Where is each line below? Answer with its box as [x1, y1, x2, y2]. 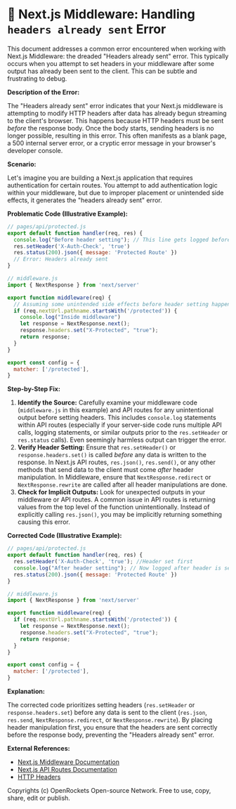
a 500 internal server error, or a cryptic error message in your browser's [7, 138, 216, 147]
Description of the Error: [7, 88, 80, 96]
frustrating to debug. [7, 74, 67, 83]
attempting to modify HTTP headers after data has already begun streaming [7, 109, 227, 117]
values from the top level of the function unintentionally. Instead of [17, 503, 210, 511]
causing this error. [17, 518, 70, 526]
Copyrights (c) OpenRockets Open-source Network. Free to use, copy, [7, 787, 211, 795]
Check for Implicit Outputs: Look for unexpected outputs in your [17, 488, 206, 496]
